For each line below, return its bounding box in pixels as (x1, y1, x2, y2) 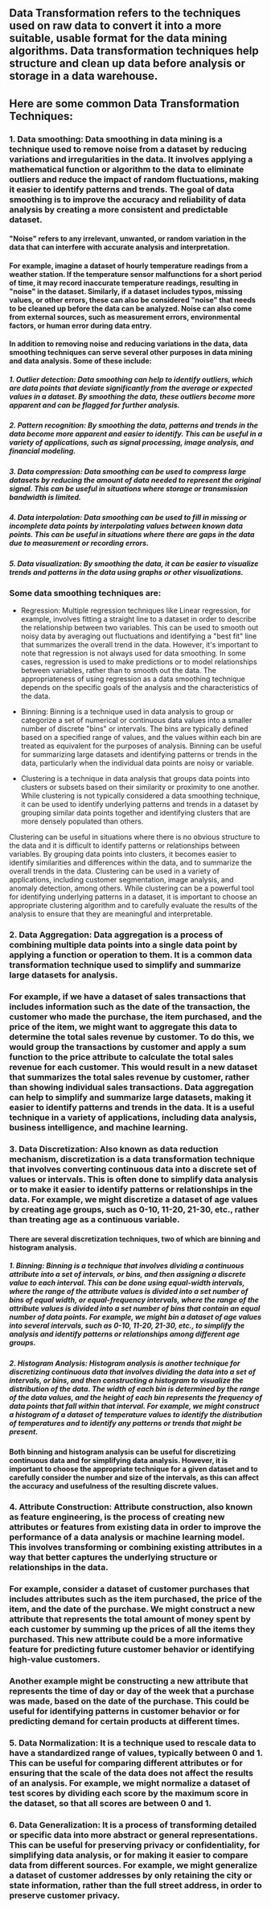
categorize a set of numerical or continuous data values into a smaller (20, 716, 253, 725)
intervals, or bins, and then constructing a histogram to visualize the (9, 1375, 244, 1385)
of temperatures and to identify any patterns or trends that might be (9, 1418, 242, 1428)
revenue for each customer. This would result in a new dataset (9, 1062, 258, 1073)
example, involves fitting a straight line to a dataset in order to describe (20, 614, 257, 624)
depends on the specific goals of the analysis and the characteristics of (20, 683, 259, 692)
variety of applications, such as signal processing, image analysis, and (9, 438, 254, 448)
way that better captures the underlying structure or (9, 1552, 218, 1563)
